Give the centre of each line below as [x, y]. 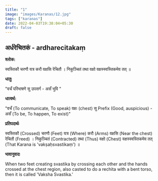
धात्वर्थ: [11, 98]
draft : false [18, 28]
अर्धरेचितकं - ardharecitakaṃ [45, 48]
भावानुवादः [13, 154]
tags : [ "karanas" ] [24, 19]
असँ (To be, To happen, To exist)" [38, 113]
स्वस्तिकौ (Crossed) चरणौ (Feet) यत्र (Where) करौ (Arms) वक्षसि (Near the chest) [79, 133]
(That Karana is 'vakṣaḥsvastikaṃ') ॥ [42, 144]
